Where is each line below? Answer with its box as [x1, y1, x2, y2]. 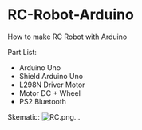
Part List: [7, 47, 37, 57]
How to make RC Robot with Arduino [7, 32, 128, 41]
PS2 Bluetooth [18, 97, 67, 106]
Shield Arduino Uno [18, 71, 84, 81]
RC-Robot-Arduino [7, 6, 135, 24]
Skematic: [7, 112, 41, 121]
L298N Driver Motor [18, 80, 85, 89]
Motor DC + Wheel [18, 88, 81, 97]
